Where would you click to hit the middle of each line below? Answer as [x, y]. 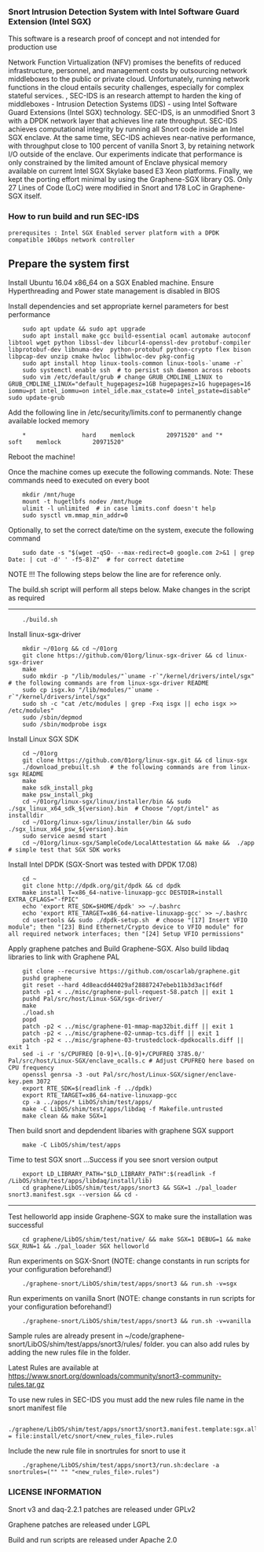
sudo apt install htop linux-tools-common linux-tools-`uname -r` [133, 364]
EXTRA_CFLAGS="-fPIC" [44, 900]
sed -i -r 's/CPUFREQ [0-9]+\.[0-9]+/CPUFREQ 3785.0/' [114, 1054]
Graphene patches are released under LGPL [79, 1524]
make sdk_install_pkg [57, 788]
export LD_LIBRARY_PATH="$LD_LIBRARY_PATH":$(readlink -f [119, 1174]
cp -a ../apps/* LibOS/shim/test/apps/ [88, 1103]
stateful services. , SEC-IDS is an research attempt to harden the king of [125, 96]
